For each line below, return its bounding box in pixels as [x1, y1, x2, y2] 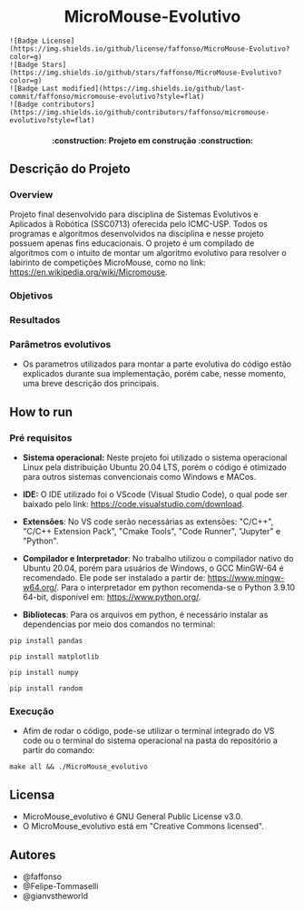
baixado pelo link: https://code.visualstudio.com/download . [22, 499, 245, 510]
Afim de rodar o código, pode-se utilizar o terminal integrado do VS [22, 726, 275, 737]
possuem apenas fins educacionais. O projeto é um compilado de [9, 238, 255, 249]
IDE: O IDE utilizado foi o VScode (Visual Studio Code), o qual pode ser [22, 489, 289, 500]
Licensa [9, 787, 55, 802]
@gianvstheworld [22, 890, 89, 901]
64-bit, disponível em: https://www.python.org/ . [22, 592, 201, 602]
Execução [9, 705, 54, 718]
